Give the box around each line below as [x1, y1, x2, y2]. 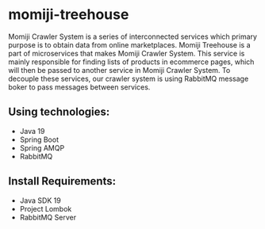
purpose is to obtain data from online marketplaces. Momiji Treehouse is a [8, 40, 251, 49]
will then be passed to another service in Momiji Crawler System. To [8, 65, 231, 74]
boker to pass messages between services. [8, 82, 151, 92]
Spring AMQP [19, 143, 65, 152]
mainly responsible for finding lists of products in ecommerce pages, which [8, 57, 255, 67]
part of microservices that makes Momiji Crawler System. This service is [8, 48, 245, 58]
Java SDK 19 [19, 196, 61, 205]
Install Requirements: [8, 174, 117, 188]
